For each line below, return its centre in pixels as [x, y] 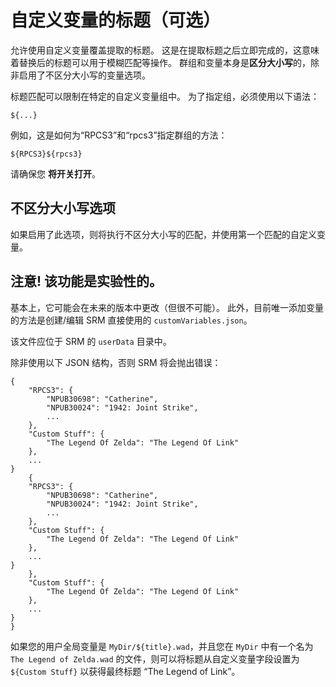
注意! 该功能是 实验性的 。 [86, 281]
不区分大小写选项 [63, 208]
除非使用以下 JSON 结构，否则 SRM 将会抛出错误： [116, 362]
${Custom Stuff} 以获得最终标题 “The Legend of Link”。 [125, 671]
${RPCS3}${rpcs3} [46, 154]
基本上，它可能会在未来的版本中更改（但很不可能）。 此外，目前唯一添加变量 [167, 307]
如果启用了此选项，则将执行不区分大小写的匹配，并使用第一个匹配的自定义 [163, 234]
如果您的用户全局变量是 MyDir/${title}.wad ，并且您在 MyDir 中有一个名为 [162, 646]
